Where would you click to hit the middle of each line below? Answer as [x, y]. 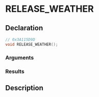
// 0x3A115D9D [20, 40]
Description [24, 88]
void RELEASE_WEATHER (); [32, 44]
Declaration [24, 28]
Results [15, 71]
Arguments [20, 57]
